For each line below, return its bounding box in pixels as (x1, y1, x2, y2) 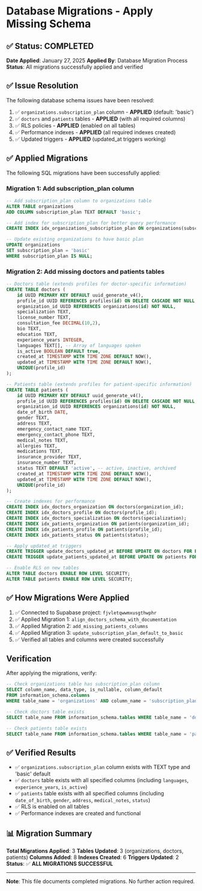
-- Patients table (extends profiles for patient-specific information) (6, 381, 192, 387)
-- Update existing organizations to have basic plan (6, 236, 144, 242)
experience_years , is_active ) (14, 783, 88, 791)
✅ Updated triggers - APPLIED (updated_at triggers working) (14, 135, 167, 143)
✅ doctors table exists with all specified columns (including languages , (14, 777, 189, 784)
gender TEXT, (17, 415, 50, 421)
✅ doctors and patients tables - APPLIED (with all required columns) (14, 115, 186, 122)
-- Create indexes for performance (6, 498, 96, 505)
